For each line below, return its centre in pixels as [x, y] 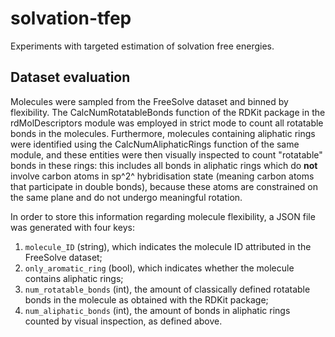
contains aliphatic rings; [74, 278]
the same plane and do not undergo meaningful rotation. [126, 197]
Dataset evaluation [70, 77]
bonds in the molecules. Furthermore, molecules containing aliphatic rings [163, 133]
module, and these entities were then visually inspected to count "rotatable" [166, 154]
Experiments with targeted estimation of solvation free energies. [142, 46]
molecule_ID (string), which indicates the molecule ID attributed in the [168, 246]
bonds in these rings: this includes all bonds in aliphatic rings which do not [164, 165]
